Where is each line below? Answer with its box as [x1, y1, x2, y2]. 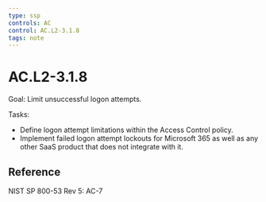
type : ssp [8, 11, 41, 20]
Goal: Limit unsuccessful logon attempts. [8, 95, 142, 104]
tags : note [8, 33, 44, 42]
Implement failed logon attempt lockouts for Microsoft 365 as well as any [19, 134, 259, 143]
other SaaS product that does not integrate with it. [19, 142, 184, 152]
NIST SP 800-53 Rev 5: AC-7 [8, 186, 103, 196]
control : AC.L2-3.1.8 [8, 26, 80, 34]
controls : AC [8, 19, 52, 27]
